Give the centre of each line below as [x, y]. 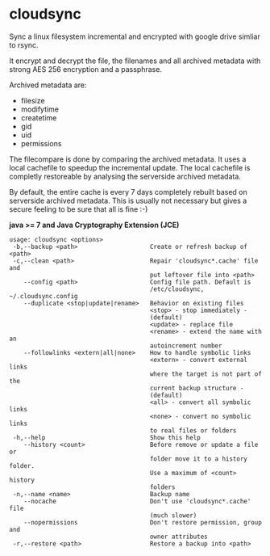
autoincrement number [186, 345]
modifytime [40, 109]
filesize [33, 100]
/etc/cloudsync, [177, 289]
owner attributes [179, 537]
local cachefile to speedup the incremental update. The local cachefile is [130, 167]
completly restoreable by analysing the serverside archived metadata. [125, 176]
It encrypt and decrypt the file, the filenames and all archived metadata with [135, 61]
